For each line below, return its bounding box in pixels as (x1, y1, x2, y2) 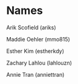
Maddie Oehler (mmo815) (6, 35, 70, 43)
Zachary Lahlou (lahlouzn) (6, 59, 72, 66)
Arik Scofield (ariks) (6, 24, 57, 31)
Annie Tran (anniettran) (6, 71, 65, 78)
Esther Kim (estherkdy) (6, 47, 65, 55)
